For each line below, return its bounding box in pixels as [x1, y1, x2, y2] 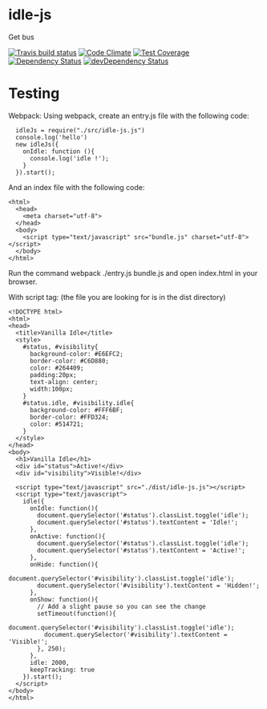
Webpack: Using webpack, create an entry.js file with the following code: [8, 111, 250, 120]
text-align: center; [29, 378, 99, 386]
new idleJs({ [15, 140, 59, 148]
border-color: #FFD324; [29, 413, 110, 421]
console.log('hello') [15, 133, 88, 141]
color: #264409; [29, 363, 84, 372]
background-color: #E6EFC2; [29, 350, 124, 358]
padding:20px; [29, 371, 78, 379]
